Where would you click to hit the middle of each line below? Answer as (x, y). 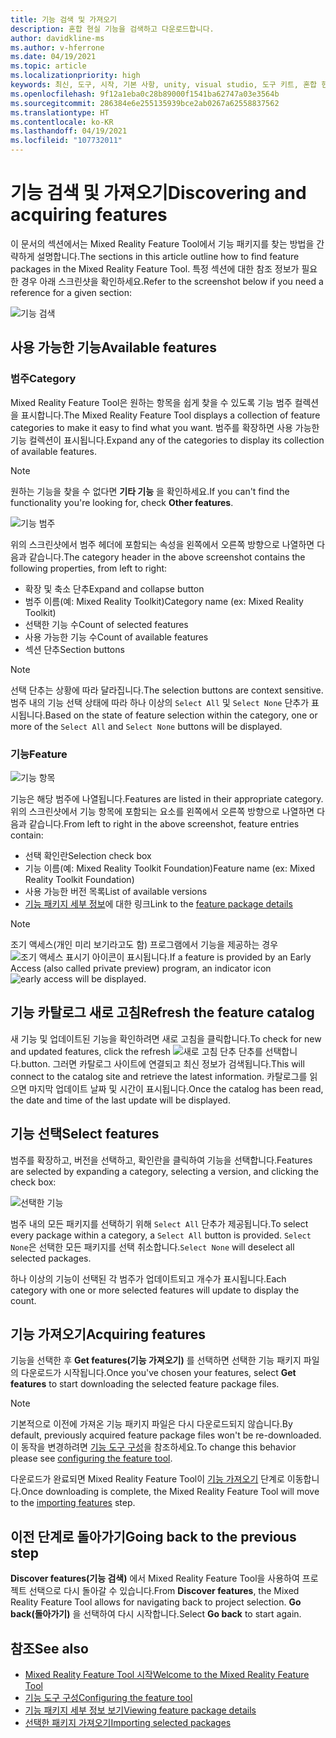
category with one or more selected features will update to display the (155, 1290)
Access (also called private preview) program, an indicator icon (141, 968)
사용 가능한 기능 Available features (113, 347)
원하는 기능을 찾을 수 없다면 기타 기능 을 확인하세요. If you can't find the (150, 491)
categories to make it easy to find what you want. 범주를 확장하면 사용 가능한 (165, 427)
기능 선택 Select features (85, 1134)
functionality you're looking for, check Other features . (122, 502)
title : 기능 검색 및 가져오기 (64, 19)
